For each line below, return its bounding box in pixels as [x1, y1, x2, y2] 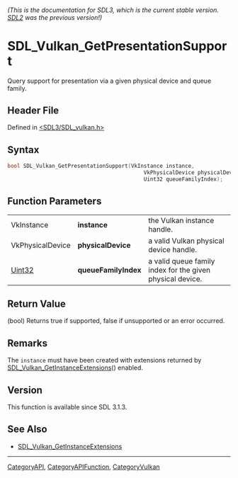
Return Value [7, 297, 66, 309]
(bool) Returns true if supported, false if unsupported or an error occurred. [7, 317, 225, 325]
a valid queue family [148, 256, 215, 266]
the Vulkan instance [148, 215, 215, 225]
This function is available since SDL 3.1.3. [7, 403, 127, 411]
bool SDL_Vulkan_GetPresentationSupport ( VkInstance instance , [7, 163, 195, 170]
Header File [7, 104, 59, 116]
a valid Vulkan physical [148, 236, 225, 246]
